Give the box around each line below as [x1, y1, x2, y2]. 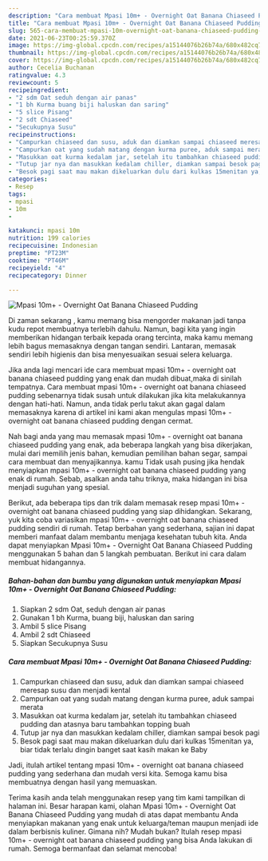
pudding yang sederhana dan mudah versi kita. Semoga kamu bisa [8, 769, 228, 779]
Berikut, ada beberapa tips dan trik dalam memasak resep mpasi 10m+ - [8, 498, 246, 508]
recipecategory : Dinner [8, 271, 88, 280]
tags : [8, 189, 26, 198]
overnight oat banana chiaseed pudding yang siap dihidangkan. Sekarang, [8, 507, 253, 516]
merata [19, 703, 44, 712]
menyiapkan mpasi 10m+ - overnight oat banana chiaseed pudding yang [8, 465, 246, 476]
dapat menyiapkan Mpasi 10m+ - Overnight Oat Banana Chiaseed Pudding [8, 540, 253, 550]
